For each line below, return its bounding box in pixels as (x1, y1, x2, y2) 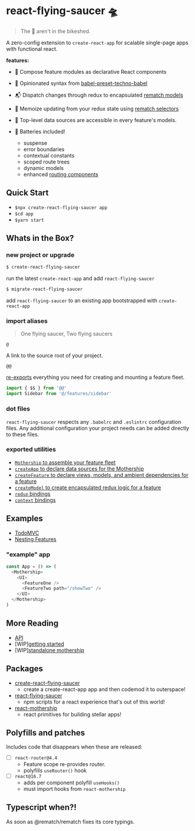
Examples (6, 513, 43, 524)
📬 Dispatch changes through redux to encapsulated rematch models (14, 91, 184, 99)
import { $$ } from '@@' (6, 385, 67, 391)
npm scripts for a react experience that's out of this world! (23, 698, 165, 705)
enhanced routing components (23, 171, 98, 178)
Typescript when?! (6, 803, 77, 813)
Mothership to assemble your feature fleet (14, 459, 116, 466)
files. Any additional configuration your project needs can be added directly (6, 424, 190, 431)
